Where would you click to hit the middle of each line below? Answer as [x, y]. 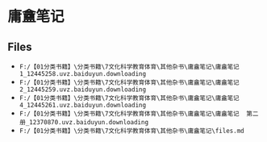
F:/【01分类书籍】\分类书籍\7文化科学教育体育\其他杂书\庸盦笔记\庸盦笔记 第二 [139, 114]
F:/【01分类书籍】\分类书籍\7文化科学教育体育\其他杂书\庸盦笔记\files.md [131, 131]
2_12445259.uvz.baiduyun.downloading [83, 90]
